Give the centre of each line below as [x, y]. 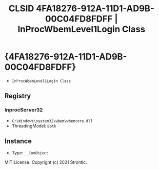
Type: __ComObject [30, 153]
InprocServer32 [24, 110]
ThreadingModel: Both [34, 126]
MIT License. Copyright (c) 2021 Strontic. [46, 162]
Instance [18, 141]
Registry [18, 96]
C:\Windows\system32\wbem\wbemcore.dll [52, 121]
